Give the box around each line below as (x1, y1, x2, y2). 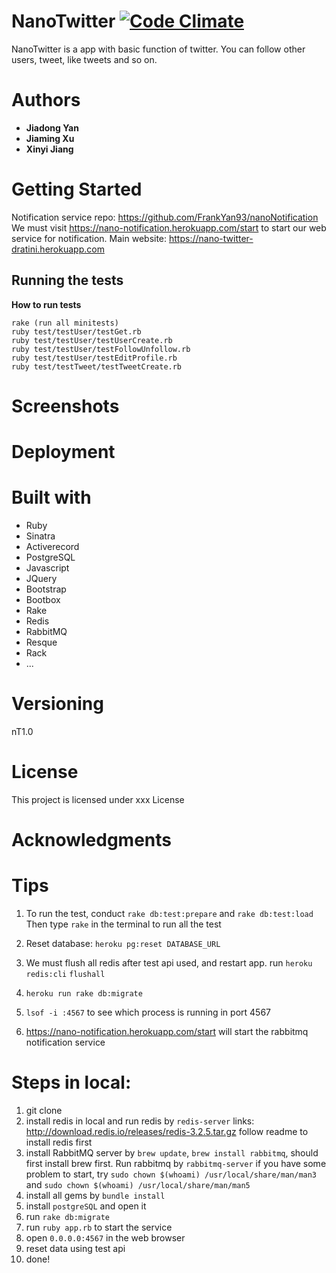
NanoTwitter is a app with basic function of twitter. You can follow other (11, 43, 306, 55)
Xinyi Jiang (25, 143, 74, 155)
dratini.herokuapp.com (11, 243, 105, 255)
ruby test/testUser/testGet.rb (11, 326, 142, 337)
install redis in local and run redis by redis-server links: (25, 1115, 255, 1127)
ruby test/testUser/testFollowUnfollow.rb (11, 344, 191, 354)
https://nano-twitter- (169, 232, 254, 244)
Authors (11, 89, 81, 112)
